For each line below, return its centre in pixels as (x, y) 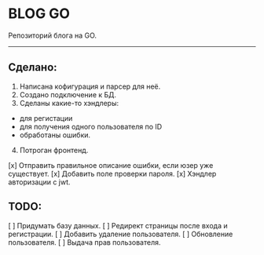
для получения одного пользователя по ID (91, 126)
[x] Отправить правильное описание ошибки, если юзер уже (111, 165)
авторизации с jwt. (39, 182)
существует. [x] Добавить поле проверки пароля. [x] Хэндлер (112, 173)
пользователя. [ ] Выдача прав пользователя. (84, 242)
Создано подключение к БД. (68, 94)
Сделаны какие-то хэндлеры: (69, 103)
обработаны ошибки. (55, 135)
